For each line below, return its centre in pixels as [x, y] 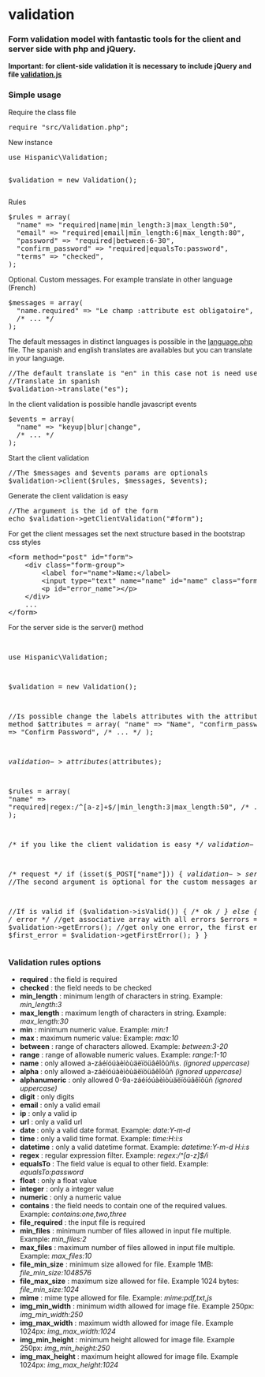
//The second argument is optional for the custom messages [127, 882]
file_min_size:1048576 [56, 1273]
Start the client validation [49, 457]
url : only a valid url [51, 1122]
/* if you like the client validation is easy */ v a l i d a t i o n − [131, 844]
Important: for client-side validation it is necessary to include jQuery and [130, 66]
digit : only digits [47, 1097]
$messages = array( [46, 302]
